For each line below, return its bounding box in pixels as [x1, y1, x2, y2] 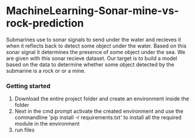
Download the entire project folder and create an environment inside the [14, 95, 190, 102]
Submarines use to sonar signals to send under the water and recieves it [6, 36, 181, 43]
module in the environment [14, 120, 80, 127]
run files [14, 126, 35, 133]
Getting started [6, 82, 51, 90]
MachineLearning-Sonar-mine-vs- [6, 4, 179, 18]
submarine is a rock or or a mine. [6, 67, 86, 74]
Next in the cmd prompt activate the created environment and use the [14, 107, 184, 115]
